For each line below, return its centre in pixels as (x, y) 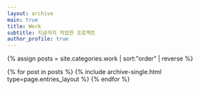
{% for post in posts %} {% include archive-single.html (85, 72)
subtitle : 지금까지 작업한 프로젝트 (51, 33)
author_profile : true (38, 39)
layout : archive (30, 13)
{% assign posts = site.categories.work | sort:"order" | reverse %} (100, 58)
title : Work (24, 26)
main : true (23, 20)
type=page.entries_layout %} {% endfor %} (68, 79)
